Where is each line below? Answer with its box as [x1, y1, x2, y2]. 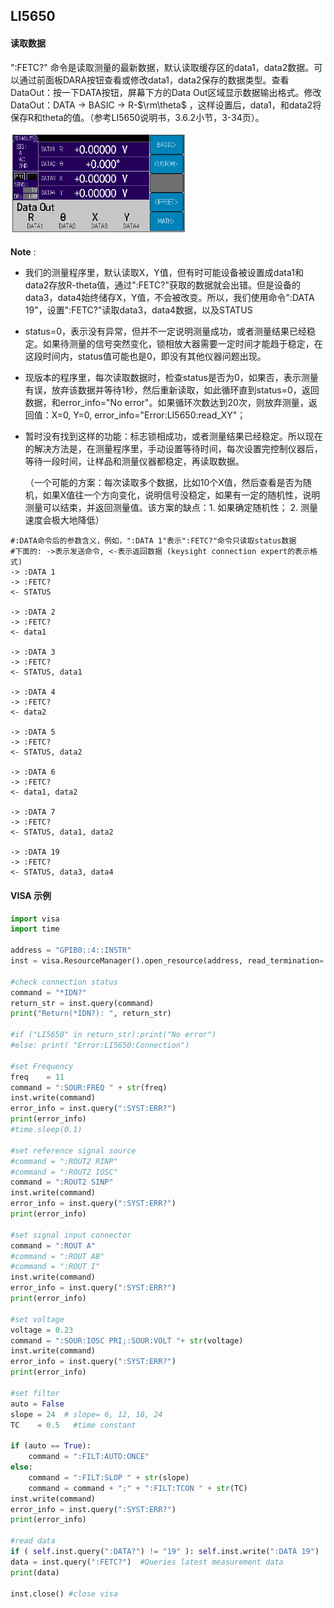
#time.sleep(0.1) [10, 1125, 83, 1135]
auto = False [10, 1399, 65, 1409]
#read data [10, 1536, 56, 1546]
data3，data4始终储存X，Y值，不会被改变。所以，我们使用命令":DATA [24, 292, 315, 304]
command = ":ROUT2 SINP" [10, 1177, 114, 1188]
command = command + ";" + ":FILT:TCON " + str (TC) [28, 1483, 248, 1493]
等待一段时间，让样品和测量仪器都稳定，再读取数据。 [24, 455, 245, 468]
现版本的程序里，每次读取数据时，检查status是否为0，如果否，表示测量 [24, 372, 319, 384]
